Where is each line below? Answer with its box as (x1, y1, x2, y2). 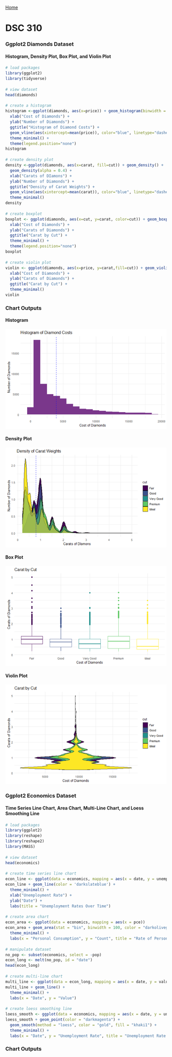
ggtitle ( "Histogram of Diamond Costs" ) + (10, 125, 100, 130)
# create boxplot (5, 211, 42, 216)
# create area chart (5, 914, 50, 920)
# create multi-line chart (5, 974, 63, 979)
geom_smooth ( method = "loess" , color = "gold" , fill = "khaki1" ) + (10, 1022, 157, 1027)
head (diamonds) (5, 92, 38, 97)
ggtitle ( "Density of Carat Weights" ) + (10, 184, 95, 189)
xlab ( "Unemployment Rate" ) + (10, 892, 72, 898)
